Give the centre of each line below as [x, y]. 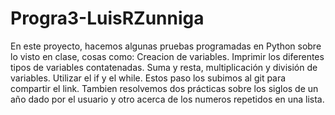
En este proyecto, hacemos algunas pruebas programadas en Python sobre [166, 46]
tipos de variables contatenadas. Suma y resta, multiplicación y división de [164, 67]
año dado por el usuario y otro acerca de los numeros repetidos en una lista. [167, 99]
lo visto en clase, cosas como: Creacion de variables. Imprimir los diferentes [167, 56]
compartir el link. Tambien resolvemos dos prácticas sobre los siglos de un [164, 88]
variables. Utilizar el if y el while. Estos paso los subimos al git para [148, 78]
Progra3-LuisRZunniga [107, 18]
